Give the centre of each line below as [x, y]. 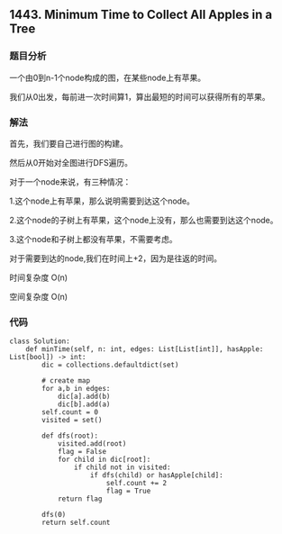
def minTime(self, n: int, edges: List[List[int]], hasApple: [145, 349]
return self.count [76, 523]
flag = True [128, 491]
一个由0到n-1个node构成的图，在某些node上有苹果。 [108, 77]
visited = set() [72, 421]
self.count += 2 [136, 484]
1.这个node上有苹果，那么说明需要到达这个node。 [102, 201]
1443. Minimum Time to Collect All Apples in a [141, 15]
